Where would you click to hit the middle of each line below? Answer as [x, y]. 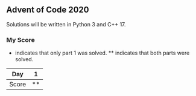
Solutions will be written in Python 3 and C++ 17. [66, 24]
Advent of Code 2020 [48, 10]
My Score [21, 40]
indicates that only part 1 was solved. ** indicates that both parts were [102, 53]
